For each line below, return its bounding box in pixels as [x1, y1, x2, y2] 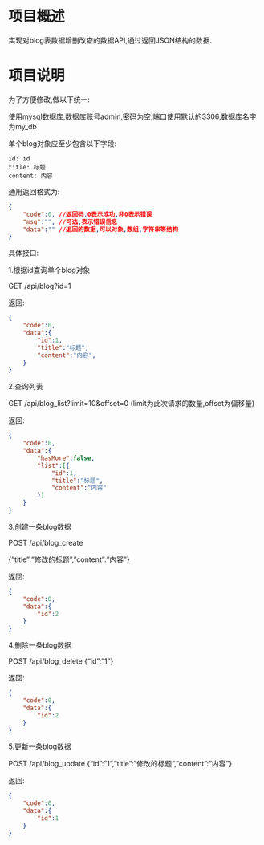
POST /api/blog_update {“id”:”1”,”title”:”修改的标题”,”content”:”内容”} [8, 759, 233, 769]
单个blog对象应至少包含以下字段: [8, 138, 116, 148]
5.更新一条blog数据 [8, 741, 71, 751]
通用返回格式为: [8, 186, 60, 197]
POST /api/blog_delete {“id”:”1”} [8, 656, 114, 666]
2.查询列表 [8, 382, 43, 392]
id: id [8, 154, 30, 163]
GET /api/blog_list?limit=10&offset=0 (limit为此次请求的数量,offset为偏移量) [8, 399, 255, 408]
